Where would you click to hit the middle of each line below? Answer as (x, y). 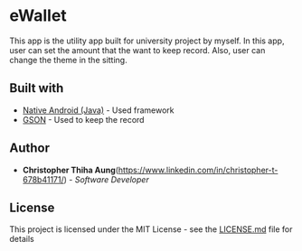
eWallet (38, 16)
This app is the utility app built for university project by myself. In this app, (147, 41)
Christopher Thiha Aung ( (71, 170)
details (22, 239)
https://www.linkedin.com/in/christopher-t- (198, 170)
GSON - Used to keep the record (83, 119)
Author (29, 149)
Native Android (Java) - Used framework (98, 110)
